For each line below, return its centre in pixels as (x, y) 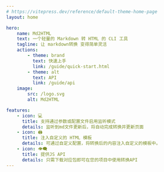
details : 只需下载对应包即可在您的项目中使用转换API (80, 160)
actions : (28, 50)
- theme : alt (44, 72)
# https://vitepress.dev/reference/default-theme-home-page (82, 12)
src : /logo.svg (46, 94)
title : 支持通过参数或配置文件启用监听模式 (69, 121)
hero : (13, 28)
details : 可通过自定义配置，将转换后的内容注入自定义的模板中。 (91, 144)
